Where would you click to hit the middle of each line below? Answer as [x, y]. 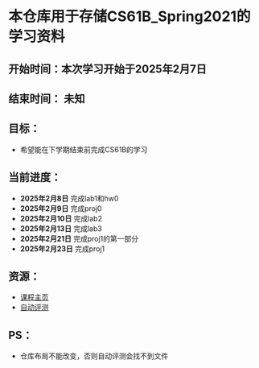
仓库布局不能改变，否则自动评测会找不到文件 [94, 356]
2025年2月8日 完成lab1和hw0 [69, 198]
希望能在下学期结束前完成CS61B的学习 [84, 149]
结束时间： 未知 [47, 99]
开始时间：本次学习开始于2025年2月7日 [108, 69]
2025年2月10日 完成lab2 [61, 218]
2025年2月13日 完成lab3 [61, 228]
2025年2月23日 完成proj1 [62, 248]
